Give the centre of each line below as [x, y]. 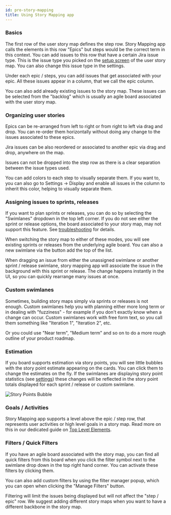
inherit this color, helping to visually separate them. [59, 189]
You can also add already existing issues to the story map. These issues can [86, 91]
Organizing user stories [35, 115]
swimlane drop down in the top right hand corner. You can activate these [82, 465]
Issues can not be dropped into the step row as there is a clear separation [83, 162]
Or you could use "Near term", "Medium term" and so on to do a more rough [86, 333]
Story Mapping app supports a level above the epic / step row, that [75, 419]
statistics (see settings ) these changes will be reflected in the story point [82, 379]
